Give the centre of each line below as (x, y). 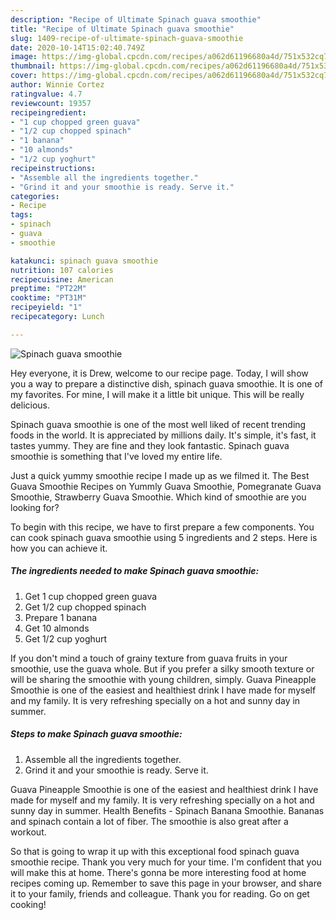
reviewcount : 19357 (51, 103)
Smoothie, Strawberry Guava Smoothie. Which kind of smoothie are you (158, 497)
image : (24, 57)
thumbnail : (33, 66)
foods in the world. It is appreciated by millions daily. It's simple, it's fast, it (163, 435)
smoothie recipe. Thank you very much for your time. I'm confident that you (166, 862)
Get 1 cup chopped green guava (91, 596)
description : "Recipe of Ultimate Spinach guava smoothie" (136, 19)
